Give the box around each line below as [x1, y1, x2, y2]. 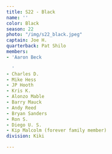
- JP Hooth [6, 82, 34, 88]
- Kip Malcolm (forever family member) [6, 127, 107, 134]
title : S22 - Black [6, 9, 56, 15]
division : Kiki [6, 133, 45, 139]
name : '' [6, 15, 28, 21]
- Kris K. [6, 88, 31, 94]
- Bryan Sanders [6, 110, 47, 116]
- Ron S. [6, 116, 28, 122]
